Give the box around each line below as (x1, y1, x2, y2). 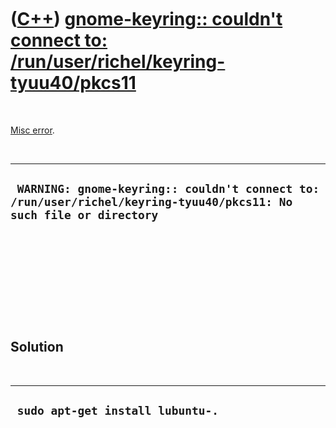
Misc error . (10, 124, 55, 136)
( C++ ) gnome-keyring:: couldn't (10, 8, 283, 31)
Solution (10, 339, 64, 356)
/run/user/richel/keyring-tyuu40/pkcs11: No (10, 195, 293, 210)
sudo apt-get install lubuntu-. (16, 403, 220, 418)
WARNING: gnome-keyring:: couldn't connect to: (16, 182, 320, 196)
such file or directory (10, 208, 159, 223)
